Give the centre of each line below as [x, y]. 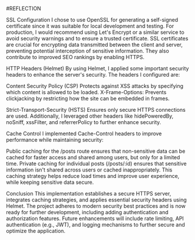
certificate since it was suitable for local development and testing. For [90, 26]
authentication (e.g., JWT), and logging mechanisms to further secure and [96, 224]
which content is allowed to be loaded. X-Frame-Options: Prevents [86, 92]
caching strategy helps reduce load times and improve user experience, [93, 176]
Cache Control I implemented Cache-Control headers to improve [84, 133]
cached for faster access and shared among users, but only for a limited [93, 157]
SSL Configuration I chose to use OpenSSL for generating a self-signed [92, 20]
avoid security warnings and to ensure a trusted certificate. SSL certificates [97, 38]
